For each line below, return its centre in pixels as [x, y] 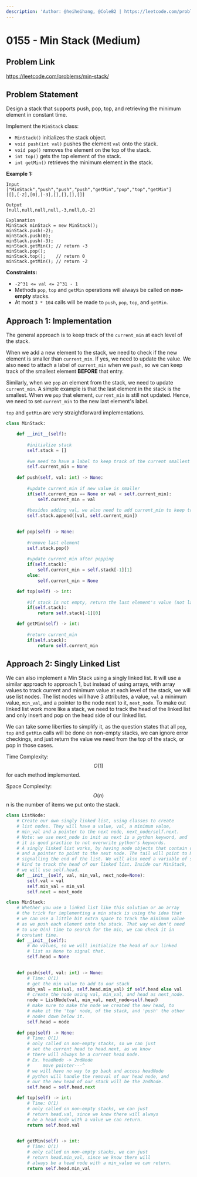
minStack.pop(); [26, 251]
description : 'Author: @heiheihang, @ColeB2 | [64, 11]
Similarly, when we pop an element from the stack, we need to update [90, 383]
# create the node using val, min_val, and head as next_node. [106, 995]
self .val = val [46, 881]
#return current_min [52, 635]
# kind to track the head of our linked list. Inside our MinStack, [102, 865]
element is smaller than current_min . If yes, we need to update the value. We [98, 359]
